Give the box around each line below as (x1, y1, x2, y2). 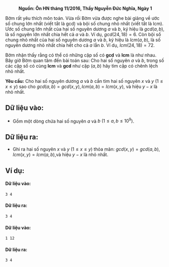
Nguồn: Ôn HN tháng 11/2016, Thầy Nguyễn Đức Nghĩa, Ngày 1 (18, 6, 152, 11)
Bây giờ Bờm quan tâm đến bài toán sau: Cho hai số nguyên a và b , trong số (5, 57, 164, 64)
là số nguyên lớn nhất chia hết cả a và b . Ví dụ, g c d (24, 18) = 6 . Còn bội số (5, 32, 161, 37)
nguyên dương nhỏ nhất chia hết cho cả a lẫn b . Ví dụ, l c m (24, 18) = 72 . (5, 42, 155, 48)
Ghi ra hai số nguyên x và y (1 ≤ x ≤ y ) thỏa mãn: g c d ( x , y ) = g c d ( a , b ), (12, 146, 160, 153)
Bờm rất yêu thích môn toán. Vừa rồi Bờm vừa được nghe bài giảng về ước (5, 15, 160, 21)
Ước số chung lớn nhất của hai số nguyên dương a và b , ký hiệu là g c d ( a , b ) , (5, 26, 165, 32)
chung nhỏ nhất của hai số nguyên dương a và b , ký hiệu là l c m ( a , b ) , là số (5, 37, 161, 43)
